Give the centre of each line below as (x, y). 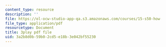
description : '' (22, 14)
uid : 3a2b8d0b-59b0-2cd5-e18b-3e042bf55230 (51, 37)
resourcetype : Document (30, 28)
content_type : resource (30, 10)
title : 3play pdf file (28, 32)
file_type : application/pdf (34, 23)
